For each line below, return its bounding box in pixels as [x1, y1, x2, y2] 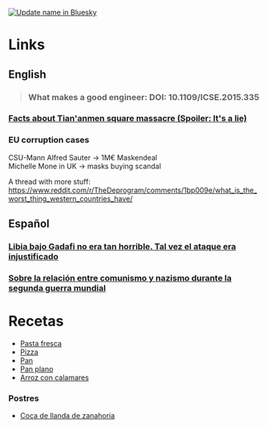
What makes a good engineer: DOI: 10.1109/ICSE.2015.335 [27, 91, 260, 103]
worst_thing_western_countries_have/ [8, 193, 133, 204]
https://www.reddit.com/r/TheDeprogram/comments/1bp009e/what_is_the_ [8, 185, 257, 195]
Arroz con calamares [19, 373, 90, 382]
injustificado [8, 251, 59, 262]
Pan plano [19, 364, 54, 373]
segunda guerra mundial [8, 282, 107, 293]
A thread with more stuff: [8, 176, 91, 186]
